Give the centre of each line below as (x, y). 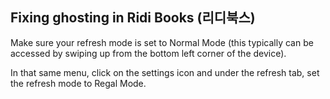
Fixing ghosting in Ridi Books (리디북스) (133, 18)
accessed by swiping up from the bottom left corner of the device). (148, 53)
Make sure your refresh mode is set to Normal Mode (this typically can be (162, 42)
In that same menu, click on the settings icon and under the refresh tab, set (165, 72)
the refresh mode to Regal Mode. (78, 83)
